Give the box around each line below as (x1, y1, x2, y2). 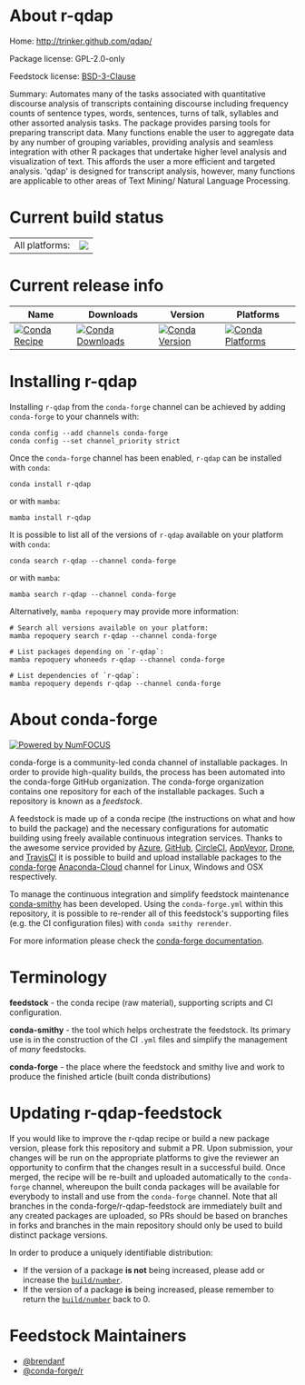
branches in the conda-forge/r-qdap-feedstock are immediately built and (9, 1201, 283, 1211)
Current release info (9, 275, 164, 296)
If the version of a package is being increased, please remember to (22, 1283, 274, 1295)
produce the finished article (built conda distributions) (9, 1071, 212, 1081)
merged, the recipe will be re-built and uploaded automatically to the (9, 1171, 266, 1182)
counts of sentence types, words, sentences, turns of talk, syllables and (9, 107, 279, 118)
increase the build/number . (22, 1274, 123, 1285)
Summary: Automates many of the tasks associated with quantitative (9, 88, 266, 99)
